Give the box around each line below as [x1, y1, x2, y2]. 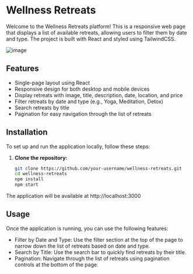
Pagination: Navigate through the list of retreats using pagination [14, 255, 170, 262]
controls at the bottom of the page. [14, 261, 99, 268]
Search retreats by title [14, 104, 70, 111]
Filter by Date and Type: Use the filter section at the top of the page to [14, 236, 184, 243]
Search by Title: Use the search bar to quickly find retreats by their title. [14, 248, 187, 255]
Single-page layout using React [14, 79, 90, 86]
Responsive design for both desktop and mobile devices [14, 85, 150, 93]
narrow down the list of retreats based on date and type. [14, 242, 150, 249]
